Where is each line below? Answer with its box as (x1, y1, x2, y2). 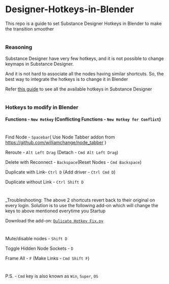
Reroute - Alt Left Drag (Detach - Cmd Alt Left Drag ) (5, 149, 118, 156)
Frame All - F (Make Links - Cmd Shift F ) (5, 255, 90, 261)
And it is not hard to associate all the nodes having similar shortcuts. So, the (5, 70, 164, 77)
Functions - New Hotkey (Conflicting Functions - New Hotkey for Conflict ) (5, 116, 161, 123)
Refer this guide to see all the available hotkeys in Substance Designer (5, 86, 152, 92)
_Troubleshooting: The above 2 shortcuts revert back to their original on (5, 197, 155, 203)
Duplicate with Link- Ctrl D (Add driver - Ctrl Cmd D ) (5, 169, 116, 175)
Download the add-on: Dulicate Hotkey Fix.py (5, 217, 104, 223)
